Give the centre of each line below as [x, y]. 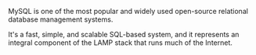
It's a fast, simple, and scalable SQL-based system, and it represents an [124, 34]
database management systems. [61, 19]
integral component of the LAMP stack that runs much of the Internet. [121, 43]
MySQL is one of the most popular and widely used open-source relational [128, 11]
